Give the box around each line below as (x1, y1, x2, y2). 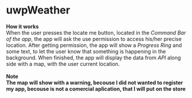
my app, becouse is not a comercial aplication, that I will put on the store (6, 85, 186, 92)
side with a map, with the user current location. (6, 60, 120, 67)
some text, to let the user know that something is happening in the (6, 48, 166, 55)
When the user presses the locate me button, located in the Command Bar (6, 29, 186, 36)
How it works (6, 23, 39, 30)
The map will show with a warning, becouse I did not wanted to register (6, 79, 183, 86)
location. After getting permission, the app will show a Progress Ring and (6, 42, 182, 49)
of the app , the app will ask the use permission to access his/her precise (6, 35, 182, 42)
